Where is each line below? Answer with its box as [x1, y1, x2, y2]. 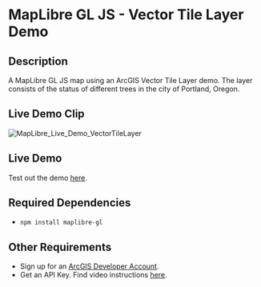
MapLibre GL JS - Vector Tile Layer [8, 6, 244, 24]
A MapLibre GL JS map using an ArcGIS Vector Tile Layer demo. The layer [8, 76, 253, 85]
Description [8, 54, 68, 68]
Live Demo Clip [8, 107, 86, 121]
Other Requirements [8, 240, 112, 253]
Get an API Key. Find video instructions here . [19, 270, 167, 280]
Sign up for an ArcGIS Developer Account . [19, 261, 159, 271]
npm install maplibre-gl [19, 218, 103, 227]
